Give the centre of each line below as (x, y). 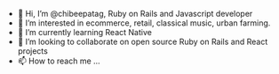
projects (33, 51)
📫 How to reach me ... (59, 61)
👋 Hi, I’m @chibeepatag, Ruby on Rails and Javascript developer (135, 14)
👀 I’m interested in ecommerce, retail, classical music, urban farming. (144, 23)
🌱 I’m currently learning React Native (85, 32)
